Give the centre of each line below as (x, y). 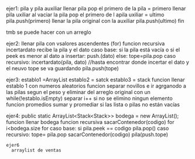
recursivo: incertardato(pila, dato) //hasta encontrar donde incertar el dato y (97, 62)
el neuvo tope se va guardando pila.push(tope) (62, 68)
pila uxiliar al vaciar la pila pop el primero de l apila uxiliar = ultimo (85, 15)
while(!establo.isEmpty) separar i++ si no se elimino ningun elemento (89, 98)
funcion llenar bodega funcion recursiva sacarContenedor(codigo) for (90, 122)
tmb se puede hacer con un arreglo (49, 32)
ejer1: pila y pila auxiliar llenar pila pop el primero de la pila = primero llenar (96, 8)
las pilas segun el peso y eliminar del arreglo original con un (78, 92)
